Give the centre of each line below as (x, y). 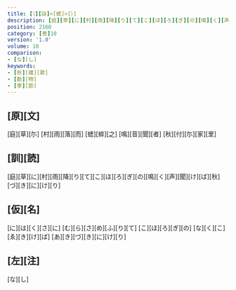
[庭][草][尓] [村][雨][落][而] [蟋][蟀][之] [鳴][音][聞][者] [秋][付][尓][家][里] (112, 134)
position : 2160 (29, 27)
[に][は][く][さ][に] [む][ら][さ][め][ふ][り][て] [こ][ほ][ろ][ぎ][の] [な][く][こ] (117, 228)
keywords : (22, 66)
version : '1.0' (29, 40)
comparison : (25, 53)
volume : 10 (23, 46)
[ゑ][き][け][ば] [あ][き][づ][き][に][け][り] (67, 237)
